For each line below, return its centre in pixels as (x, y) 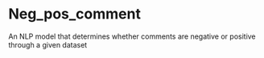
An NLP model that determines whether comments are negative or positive (132, 36)
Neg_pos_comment (74, 14)
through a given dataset (48, 44)
